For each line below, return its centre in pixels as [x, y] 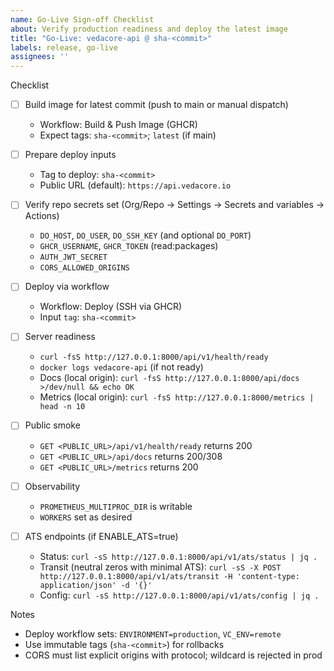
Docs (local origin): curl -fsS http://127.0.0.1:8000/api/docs [169, 378]
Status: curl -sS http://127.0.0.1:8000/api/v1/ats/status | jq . [178, 556]
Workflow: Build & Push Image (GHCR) [118, 125]
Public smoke [52, 425]
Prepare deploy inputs [70, 155]
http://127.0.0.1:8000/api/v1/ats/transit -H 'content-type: [169, 576]
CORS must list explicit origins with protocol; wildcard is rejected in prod [173, 655]
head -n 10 [62, 407]
